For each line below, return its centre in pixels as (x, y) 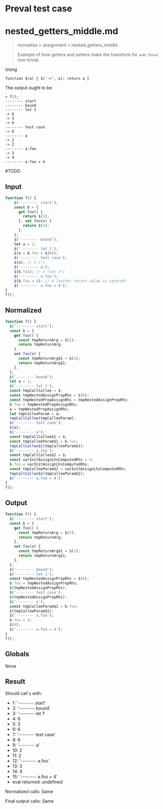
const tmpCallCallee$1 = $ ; (39, 436)
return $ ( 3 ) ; (36, 226)
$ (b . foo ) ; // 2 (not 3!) (40, 271)
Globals (17, 654)
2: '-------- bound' (31, 708)
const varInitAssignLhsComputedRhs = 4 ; (52, 460)
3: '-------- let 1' (29, 713)
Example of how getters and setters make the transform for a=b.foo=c (88, 54)
